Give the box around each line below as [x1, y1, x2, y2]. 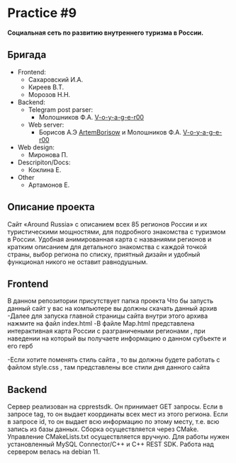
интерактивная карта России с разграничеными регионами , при [7, 327, 206, 336]
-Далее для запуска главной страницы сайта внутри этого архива [7, 311, 208, 320]
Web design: [17, 143, 55, 152]
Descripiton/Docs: [17, 158, 71, 166]
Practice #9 [7, 5, 77, 21]
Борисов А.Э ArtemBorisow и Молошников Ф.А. [38, 127, 182, 136]
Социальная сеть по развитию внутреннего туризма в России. [7, 28, 204, 37]
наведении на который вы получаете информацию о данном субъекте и [7, 334, 227, 343]
